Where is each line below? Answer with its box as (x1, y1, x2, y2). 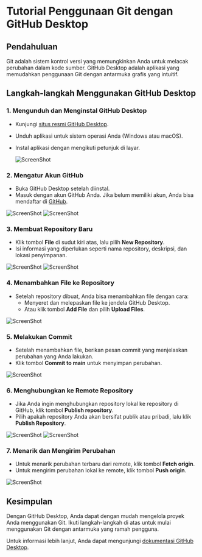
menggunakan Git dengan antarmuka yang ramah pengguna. (6, 525, 159, 533)
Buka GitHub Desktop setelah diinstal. (15, 185, 110, 192)
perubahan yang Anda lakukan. (15, 352, 94, 360)
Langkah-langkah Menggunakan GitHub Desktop (6, 88, 197, 99)
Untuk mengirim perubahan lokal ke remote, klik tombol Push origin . (15, 467, 187, 474)
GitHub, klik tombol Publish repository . (15, 406, 114, 414)
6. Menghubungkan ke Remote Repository (6, 386, 134, 394)
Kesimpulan (6, 496, 53, 506)
